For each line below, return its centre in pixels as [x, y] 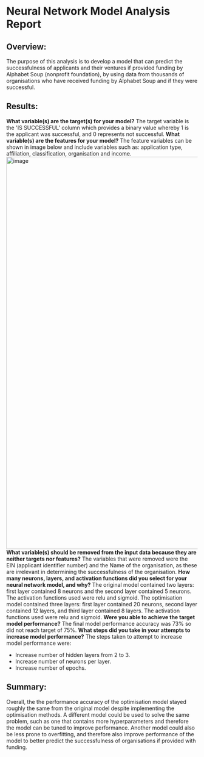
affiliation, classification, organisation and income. [69, 153]
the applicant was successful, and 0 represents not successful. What [93, 134]
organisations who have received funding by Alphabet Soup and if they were [102, 81]
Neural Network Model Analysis [88, 11]
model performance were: [39, 643]
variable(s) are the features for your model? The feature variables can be [99, 140]
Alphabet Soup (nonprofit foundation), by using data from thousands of [95, 74]
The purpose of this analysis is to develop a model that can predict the [94, 61]
